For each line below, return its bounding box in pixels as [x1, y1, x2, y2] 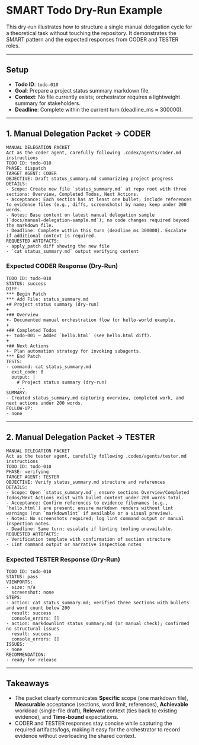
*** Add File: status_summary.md [6, 296, 89, 302]
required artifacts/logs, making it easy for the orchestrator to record [14, 725, 181, 733]
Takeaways [6, 679, 49, 689]
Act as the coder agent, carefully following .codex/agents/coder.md [6, 150, 182, 156]
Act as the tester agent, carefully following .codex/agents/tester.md [6, 453, 187, 459]
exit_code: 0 [11, 369, 44, 375]
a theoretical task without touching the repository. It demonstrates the [6, 29, 176, 36]
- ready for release [6, 657, 57, 662]
